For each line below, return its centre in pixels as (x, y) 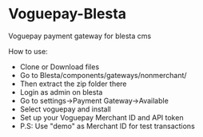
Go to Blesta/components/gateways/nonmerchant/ (103, 75)
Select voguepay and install (66, 109)
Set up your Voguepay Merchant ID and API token (101, 117)
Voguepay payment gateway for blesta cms (80, 36)
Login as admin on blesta (61, 92)
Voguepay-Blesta (67, 14)
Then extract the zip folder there (73, 84)
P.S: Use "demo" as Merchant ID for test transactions (107, 126)
